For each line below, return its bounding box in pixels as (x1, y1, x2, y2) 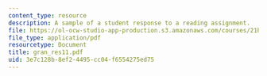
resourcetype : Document (8, 41, 87, 49)
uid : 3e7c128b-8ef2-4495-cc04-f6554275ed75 (8, 56, 155, 64)
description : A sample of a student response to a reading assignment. (8, 19, 250, 27)
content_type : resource (8, 11, 87, 20)
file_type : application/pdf (8, 33, 102, 42)
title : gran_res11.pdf (8, 48, 83, 56)
